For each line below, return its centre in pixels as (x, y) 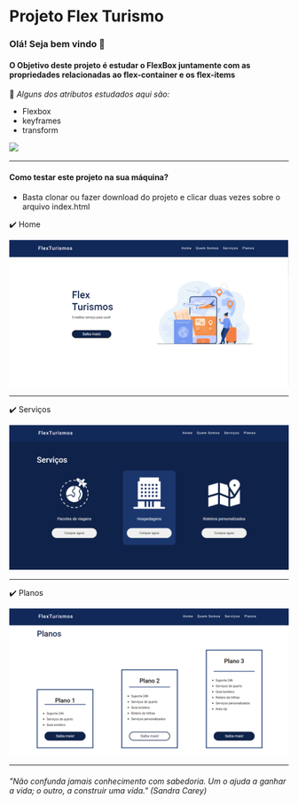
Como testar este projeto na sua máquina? (89, 177)
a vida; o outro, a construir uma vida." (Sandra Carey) (108, 791)
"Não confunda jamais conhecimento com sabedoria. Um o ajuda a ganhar (148, 781)
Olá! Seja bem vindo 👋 (57, 44)
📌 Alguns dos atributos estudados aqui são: (90, 94)
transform (40, 130)
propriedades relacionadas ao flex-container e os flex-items (122, 74)
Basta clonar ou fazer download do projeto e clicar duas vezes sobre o (151, 197)
